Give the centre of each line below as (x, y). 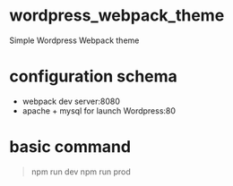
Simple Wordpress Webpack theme (74, 40)
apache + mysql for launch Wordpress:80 (99, 110)
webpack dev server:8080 (71, 101)
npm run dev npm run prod (81, 172)
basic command (70, 147)
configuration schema (93, 76)
